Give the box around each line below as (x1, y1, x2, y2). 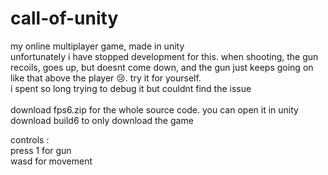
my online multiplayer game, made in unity (10, 40, 185, 52)
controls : (10, 133, 50, 146)
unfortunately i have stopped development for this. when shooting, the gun (10, 50, 319, 62)
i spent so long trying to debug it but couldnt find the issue (10, 82, 252, 94)
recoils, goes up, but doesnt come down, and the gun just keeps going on (10, 61, 314, 73)
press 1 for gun (10, 144, 72, 156)
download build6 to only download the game (10, 114, 194, 126)
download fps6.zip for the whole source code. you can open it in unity (10, 103, 299, 116)
